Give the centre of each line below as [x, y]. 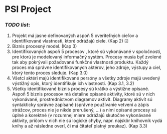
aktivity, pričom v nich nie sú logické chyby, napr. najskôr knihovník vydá [87, 120]
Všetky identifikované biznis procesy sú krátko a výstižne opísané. [80, 89]
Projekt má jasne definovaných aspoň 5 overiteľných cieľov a [75, 35]
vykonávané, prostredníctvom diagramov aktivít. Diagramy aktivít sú [82, 99]
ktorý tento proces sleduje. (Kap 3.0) [50, 73]
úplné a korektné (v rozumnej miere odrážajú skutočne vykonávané [81, 115]
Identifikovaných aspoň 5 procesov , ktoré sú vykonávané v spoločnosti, [87, 51]
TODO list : [18, 25]
